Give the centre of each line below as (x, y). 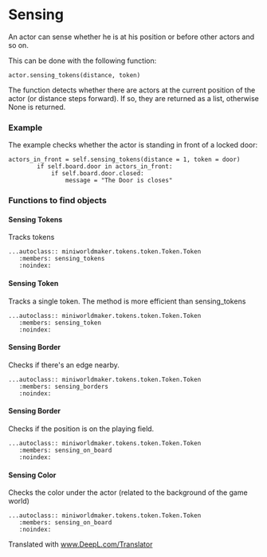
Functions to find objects (58, 201)
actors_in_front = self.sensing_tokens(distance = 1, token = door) (124, 160)
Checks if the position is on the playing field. (81, 429)
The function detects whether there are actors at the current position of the (132, 90)
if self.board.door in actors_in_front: (105, 167)
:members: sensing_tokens (62, 259)
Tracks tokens (31, 237)
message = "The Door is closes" (119, 181)
